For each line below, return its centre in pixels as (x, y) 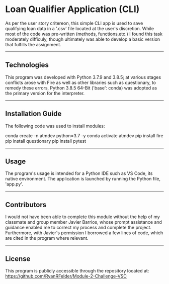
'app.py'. (14, 184)
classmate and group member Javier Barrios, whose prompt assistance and (84, 222)
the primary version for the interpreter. (45, 93)
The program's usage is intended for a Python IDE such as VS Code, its (79, 173)
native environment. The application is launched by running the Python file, (83, 179)
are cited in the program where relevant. (47, 238)
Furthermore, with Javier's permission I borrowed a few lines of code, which (84, 233)
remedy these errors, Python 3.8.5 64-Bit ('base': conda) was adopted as (81, 88)
